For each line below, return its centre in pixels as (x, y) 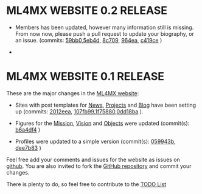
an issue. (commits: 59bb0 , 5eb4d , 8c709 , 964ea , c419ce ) (89, 40)
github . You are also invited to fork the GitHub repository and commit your (99, 166)
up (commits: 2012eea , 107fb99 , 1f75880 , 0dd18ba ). (79, 111)
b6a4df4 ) (28, 129)
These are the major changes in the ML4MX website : (73, 93)
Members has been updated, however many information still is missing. (104, 27)
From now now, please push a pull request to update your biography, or (105, 33)
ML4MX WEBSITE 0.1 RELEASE (85, 77)
